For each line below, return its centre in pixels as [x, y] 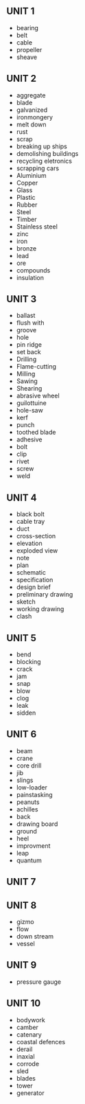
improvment [33, 846]
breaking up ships [42, 146]
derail [24, 1049]
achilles [27, 809]
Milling [26, 374]
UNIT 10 [24, 1003]
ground [26, 831]
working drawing [40, 609]
